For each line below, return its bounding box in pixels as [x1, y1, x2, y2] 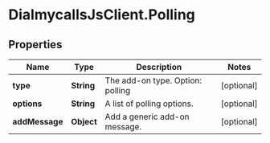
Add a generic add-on [104, 111, 190, 122]
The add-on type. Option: [104, 75, 202, 86]
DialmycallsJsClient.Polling [8, 6, 195, 24]
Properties [8, 38, 63, 51]
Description [136, 62, 182, 72]
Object [71, 116, 98, 127]
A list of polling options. [104, 98, 194, 109]
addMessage [12, 116, 63, 127]
